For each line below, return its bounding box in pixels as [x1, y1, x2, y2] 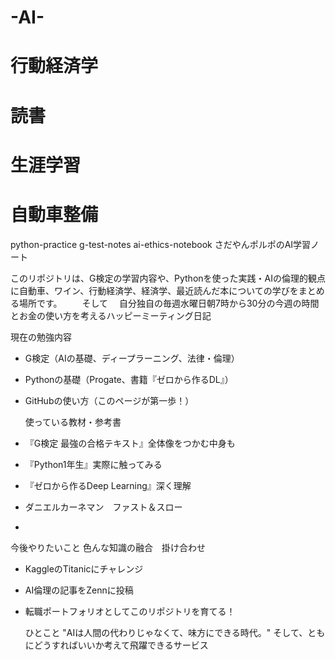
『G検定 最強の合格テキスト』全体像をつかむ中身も [24, 437, 236, 449]
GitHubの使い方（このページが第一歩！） [24, 394, 195, 406]
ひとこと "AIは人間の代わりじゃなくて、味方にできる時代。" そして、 [24, 626, 308, 638]
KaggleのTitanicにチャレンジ [24, 562, 144, 575]
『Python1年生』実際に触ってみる [24, 458, 163, 470]
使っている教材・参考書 [24, 416, 122, 428]
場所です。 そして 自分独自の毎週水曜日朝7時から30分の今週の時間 [18, 297, 320, 309]
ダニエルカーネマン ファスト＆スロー [24, 501, 183, 513]
